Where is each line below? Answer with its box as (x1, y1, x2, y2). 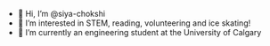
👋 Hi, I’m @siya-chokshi (17, 9, 105, 19)
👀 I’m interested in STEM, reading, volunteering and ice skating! (17, 18, 251, 28)
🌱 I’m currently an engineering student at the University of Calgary (17, 27, 262, 37)
